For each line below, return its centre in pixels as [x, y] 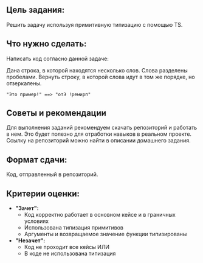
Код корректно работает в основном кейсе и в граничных [100, 215]
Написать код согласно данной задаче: [58, 58]
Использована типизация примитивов [74, 228]
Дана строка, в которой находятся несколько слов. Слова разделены [97, 70]
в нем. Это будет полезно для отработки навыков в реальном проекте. [99, 134]
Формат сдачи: [37, 160]
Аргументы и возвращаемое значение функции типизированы [105, 234]
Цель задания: [36, 10]
